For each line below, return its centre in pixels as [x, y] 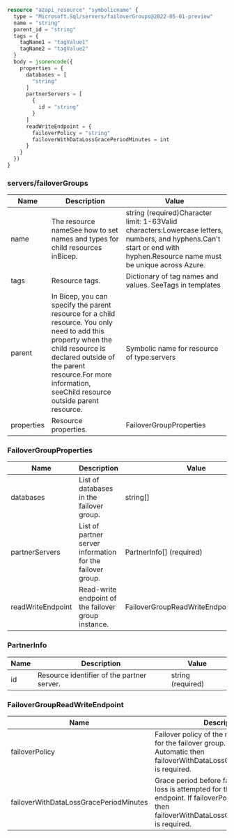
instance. [94, 624]
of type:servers [151, 357]
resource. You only [82, 322]
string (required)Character [169, 213]
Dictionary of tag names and [172, 276]
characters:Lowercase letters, [174, 230]
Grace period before [188, 781]
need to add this [78, 331]
